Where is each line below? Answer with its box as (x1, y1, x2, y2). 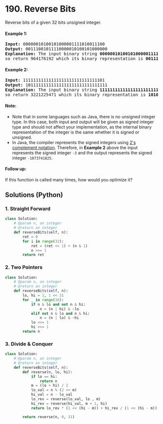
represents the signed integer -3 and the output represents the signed (12, 149, 152, 156)
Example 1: (5, 31, 28, 36)
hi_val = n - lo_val (31, 392, 73, 397)
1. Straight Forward (5, 205, 51, 212)
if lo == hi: (31, 374, 57, 379)
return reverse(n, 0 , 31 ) (22, 414, 75, 419)
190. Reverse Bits (5, 3, 76, 15)
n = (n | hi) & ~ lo (39, 307, 79, 311)
